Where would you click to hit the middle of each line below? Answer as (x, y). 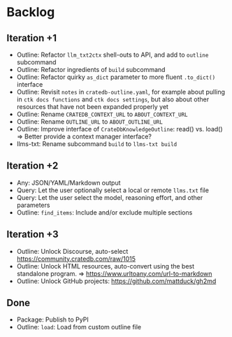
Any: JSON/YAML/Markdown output (68, 182)
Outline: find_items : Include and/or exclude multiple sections (104, 212)
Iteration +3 (32, 235)
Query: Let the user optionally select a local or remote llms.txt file (113, 190)
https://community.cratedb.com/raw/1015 (76, 259)
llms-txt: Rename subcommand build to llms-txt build (97, 144)
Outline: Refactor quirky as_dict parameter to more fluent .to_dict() (116, 77)
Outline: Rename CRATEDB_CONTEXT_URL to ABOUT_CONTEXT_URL (102, 114)
